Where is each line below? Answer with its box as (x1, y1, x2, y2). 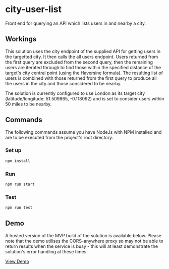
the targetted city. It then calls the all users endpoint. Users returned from (5, 53, 158, 60)
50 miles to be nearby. (5, 101, 52, 107)
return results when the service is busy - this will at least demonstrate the (5, 243, 158, 249)
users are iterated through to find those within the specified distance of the (5, 64, 161, 70)
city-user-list (5, 4, 62, 15)
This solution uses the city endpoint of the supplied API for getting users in (5, 48, 160, 54)
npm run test (5, 205, 33, 210)
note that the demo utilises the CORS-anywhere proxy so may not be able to (5, 238, 163, 244)
